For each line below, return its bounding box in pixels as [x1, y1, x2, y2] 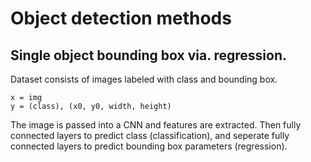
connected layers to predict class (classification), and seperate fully [10, 130, 290, 141]
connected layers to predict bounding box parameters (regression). [10, 140, 288, 152]
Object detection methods [10, 7, 232, 30]
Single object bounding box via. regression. [10, 47, 288, 64]
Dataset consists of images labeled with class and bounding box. [10, 73, 278, 85]
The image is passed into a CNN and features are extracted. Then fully [10, 119, 302, 131]
